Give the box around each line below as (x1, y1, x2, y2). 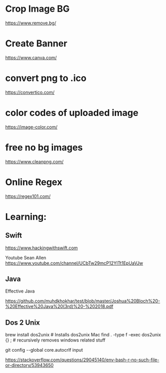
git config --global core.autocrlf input (5, 347, 84, 353)
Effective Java (5, 288, 35, 294)
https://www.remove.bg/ (5, 20, 57, 26)
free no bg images (5, 141, 83, 153)
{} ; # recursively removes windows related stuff (5, 337, 106, 343)
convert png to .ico (5, 72, 87, 84)
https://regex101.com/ (5, 193, 51, 199)
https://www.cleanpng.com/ (5, 158, 64, 164)
